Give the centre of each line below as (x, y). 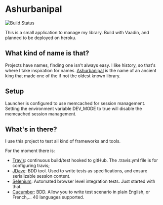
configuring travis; (31, 166)
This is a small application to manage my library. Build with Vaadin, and (77, 32)
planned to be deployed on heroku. (41, 38)
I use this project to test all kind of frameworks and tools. (63, 141)
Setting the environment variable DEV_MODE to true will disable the (74, 108)
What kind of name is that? (47, 53)
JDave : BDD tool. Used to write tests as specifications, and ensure (80, 171)
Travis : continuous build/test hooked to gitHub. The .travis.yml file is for (85, 160)
